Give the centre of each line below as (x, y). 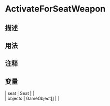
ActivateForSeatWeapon (55, 9)
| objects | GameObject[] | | (32, 99)
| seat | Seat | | (20, 93)
